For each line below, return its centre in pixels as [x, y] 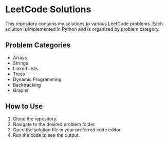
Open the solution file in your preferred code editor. [67, 130]
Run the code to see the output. [46, 135]
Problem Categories [38, 45]
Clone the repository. [35, 118]
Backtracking [27, 85]
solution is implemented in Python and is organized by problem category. [83, 29]
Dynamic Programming [37, 79]
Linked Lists [25, 68]
